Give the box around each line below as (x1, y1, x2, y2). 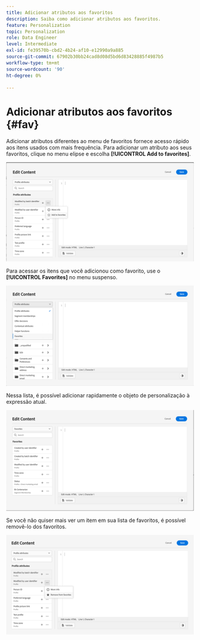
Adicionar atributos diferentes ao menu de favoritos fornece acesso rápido (6, 138, 189, 145)
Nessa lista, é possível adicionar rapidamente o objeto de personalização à (6, 392, 190, 399)
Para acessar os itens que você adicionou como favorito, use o (6, 267, 161, 274)
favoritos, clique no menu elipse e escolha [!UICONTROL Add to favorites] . (6, 150, 191, 157)
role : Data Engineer (6, 35, 58, 41)
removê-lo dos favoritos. (6, 522, 67, 530)
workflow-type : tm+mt (6, 60, 60, 66)
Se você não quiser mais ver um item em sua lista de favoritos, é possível (6, 517, 186, 524)
